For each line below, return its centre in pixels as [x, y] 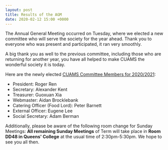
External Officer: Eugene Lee [43, 111]
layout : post [19, 10]
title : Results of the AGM [34, 15]
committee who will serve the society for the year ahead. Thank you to [79, 39]
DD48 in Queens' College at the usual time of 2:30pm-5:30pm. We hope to [84, 137]
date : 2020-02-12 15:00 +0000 [37, 19]
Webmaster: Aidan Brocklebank [45, 100]
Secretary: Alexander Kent [40, 90]
